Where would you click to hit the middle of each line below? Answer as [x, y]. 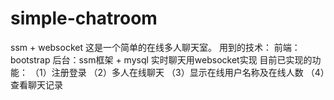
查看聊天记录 [36, 84]
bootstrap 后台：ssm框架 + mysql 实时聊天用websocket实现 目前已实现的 [161, 59]
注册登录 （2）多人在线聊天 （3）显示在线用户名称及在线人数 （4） [188, 72]
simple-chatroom [84, 18]
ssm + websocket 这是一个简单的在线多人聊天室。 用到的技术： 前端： [155, 47]
